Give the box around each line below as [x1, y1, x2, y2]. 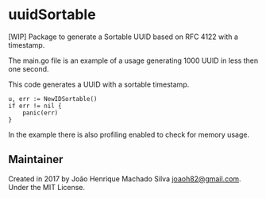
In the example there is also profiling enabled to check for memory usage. [8, 130, 250, 139]
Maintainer [8, 153, 64, 166]
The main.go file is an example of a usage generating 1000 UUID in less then [8, 56, 259, 65]
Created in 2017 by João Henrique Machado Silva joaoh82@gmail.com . [8, 173, 241, 184]
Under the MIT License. [8, 182, 86, 192]
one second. [8, 64, 49, 73]
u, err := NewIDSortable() [8, 95, 98, 103]
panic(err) [22, 109, 59, 117]
